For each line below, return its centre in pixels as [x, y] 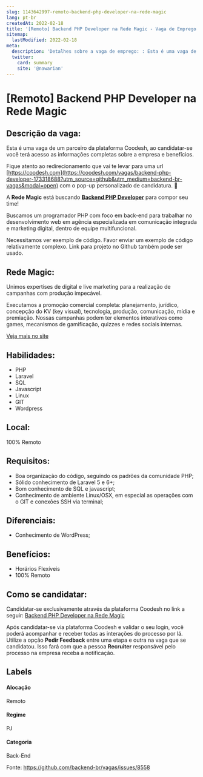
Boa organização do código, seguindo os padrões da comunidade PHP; [104, 476]
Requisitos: [28, 461]
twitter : [23, 57]
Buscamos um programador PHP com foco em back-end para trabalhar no [99, 215]
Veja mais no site [28, 336]
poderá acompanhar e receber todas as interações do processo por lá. [95, 634]
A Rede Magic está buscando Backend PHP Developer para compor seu [97, 197]
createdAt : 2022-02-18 [35, 23]
